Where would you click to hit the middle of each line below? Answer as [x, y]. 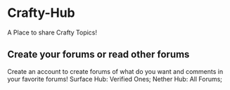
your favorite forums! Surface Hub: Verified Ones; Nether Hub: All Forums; [115, 79]
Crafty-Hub [41, 13]
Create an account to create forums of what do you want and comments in [115, 71]
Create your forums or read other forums [98, 54]
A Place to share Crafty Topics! [52, 32]
